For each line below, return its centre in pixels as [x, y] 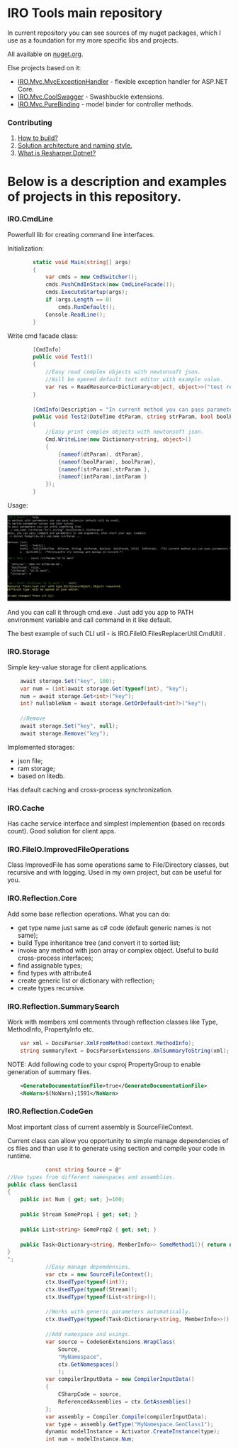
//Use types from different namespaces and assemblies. [91, 1177]
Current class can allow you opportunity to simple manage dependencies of [118, 1140]
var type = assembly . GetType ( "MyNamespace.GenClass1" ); [129, 1424]
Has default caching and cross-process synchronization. [90, 789]
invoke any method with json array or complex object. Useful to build [118, 950]
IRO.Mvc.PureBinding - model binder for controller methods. [105, 104]
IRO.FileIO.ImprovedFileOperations [68, 850]
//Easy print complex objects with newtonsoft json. [124, 432]
